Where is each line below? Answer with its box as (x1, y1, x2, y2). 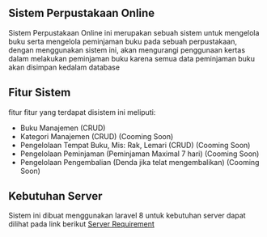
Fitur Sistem (8, 86, 71, 99)
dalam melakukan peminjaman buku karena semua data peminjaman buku (8, 53, 255, 63)
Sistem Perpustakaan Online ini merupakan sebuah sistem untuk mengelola (8, 28, 260, 37)
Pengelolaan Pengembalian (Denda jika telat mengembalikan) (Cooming (19, 157, 260, 167)
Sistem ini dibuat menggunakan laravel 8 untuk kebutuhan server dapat (8, 210, 246, 221)
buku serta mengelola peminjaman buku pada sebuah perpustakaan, (8, 36, 237, 46)
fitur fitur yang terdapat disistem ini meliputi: (8, 107, 156, 116)
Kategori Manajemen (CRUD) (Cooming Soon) (19, 131, 174, 141)
